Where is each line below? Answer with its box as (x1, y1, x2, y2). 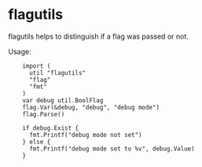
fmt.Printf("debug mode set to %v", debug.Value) (28, 144, 195, 153)
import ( (22, 61, 51, 70)
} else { (22, 138, 51, 146)
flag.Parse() (22, 110, 65, 118)
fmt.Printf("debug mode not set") (28, 131, 143, 139)
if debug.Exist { (22, 124, 79, 132)
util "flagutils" (28, 69, 86, 76)
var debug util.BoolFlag (22, 96, 104, 104)
